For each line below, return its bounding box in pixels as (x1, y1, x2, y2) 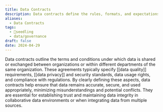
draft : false (5, 39, 32, 43)
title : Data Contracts (5, 7, 51, 12)
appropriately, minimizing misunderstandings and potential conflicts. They (5, 87, 153, 93)
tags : (5, 25, 16, 30)
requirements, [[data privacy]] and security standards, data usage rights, (5, 71, 150, 77)
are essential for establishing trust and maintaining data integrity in (5, 92, 138, 98)
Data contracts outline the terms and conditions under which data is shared (5, 56, 156, 62)
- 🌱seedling (9, 29, 34, 34)
